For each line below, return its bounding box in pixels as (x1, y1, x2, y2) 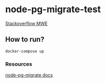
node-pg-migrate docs (5, 72, 53, 78)
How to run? (5, 35, 45, 44)
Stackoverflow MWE (5, 20, 48, 26)
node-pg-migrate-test (5, 4, 101, 15)
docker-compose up (5, 48, 44, 54)
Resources (5, 60, 32, 67)
